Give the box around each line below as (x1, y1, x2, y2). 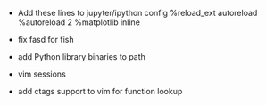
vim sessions (17, 69, 67, 79)
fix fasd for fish (17, 35, 74, 44)
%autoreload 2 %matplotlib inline (17, 17, 141, 28)
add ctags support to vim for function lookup (17, 86, 183, 96)
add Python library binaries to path (17, 52, 145, 61)
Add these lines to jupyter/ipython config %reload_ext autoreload (17, 8, 258, 18)
